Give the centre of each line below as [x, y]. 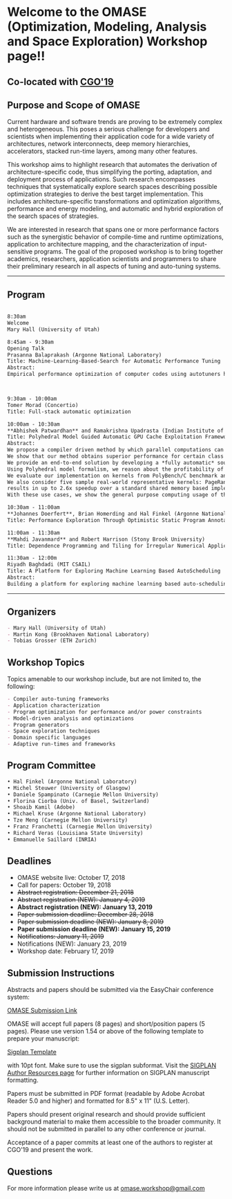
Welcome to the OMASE [77, 12]
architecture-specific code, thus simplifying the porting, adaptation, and [109, 172]
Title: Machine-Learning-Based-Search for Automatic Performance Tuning [114, 361]
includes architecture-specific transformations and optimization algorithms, [115, 201]
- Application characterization [54, 705]
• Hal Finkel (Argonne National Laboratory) [72, 782]
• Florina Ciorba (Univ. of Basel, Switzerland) [78, 801]
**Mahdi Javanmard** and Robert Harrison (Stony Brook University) [106, 539]
